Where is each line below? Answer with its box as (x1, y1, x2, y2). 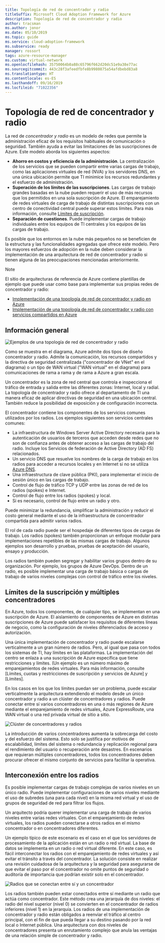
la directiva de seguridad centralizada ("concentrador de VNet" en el (5, 359, 145, 365)
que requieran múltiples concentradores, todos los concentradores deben (5, 752, 155, 758)
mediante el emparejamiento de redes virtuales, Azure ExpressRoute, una (5, 706, 154, 712)
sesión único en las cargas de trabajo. (12, 477, 90, 483)
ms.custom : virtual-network (5, 58, 63, 63)
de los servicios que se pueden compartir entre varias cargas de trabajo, (12, 164, 160, 170)
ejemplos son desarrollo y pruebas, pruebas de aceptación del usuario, (5, 543, 150, 549)
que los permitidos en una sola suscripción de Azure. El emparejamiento (12, 195, 159, 201)
